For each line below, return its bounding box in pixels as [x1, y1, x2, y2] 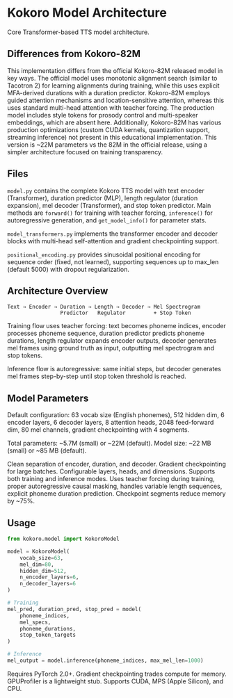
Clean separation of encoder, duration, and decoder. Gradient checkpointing [7, 460, 226, 469]
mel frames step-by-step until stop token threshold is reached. [7, 372, 186, 380]
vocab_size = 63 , [19, 554, 64, 561]
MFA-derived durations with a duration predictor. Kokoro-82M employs [7, 88, 211, 97]
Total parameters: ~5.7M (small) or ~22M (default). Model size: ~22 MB [7, 439, 211, 448]
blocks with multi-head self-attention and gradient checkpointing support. [7, 236, 219, 245]
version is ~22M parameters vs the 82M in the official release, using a [7, 140, 207, 149]
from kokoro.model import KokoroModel [7, 535, 120, 542]
